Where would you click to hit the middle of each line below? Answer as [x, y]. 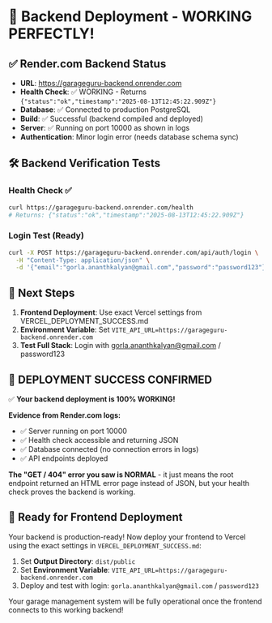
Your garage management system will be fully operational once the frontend [135, 601]
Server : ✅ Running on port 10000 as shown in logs [105, 128]
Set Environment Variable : [65, 569]
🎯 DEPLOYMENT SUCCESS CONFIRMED [110, 379]
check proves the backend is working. [72, 492]
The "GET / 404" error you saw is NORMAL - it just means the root [121, 475]
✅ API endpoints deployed [64, 458]
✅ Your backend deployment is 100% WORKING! [92, 399]
